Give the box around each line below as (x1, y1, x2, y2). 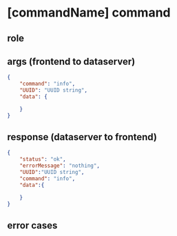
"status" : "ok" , (19, 156, 67, 163)
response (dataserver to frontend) (7, 131, 157, 143)
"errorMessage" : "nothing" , (19, 162, 100, 170)
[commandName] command (7, 5, 171, 21)
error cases (7, 219, 58, 231)
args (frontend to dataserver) (7, 55, 136, 67)
